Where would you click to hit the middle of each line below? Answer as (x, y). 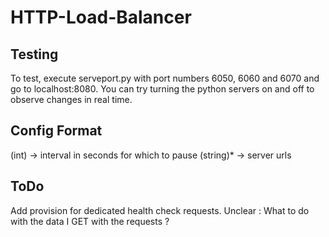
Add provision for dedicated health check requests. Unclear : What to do (160, 210)
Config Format (56, 131)
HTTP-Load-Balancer (101, 17)
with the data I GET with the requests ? (90, 221)
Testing (34, 54)
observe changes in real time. (71, 99)
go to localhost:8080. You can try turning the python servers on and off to (162, 89)
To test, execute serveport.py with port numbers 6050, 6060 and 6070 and (165, 78)
